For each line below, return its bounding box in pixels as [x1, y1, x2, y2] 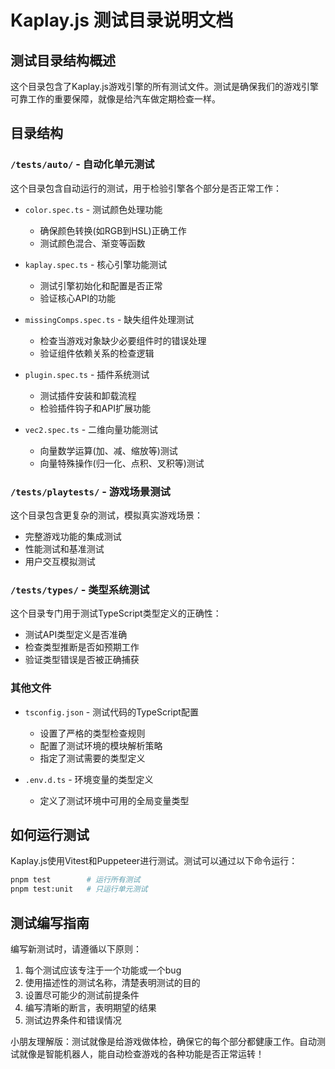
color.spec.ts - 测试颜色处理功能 [24, 203, 163, 215]
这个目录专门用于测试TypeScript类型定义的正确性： [10, 607, 222, 620]
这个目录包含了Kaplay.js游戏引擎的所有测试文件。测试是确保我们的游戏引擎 [10, 81, 319, 92]
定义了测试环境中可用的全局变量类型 [39, 794, 190, 806]
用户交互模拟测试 [24, 555, 96, 567]
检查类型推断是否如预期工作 [24, 641, 140, 653]
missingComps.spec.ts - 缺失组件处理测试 [24, 313, 195, 325]
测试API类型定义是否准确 [24, 629, 128, 641]
